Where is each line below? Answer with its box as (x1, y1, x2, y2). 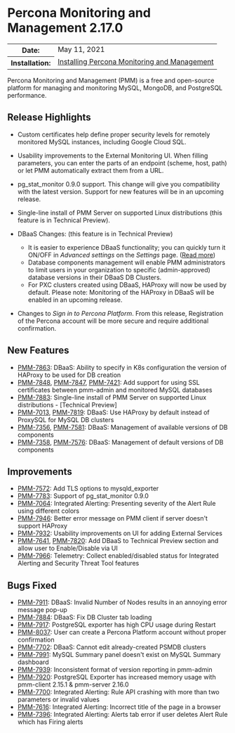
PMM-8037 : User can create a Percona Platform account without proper (17, 628, 227, 637)
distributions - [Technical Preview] (17, 400, 117, 409)
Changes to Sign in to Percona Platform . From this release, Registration (17, 309, 224, 317)
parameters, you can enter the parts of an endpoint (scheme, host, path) (17, 158, 227, 167)
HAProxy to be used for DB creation (17, 371, 121, 379)
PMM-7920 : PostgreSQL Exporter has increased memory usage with (17, 673, 216, 682)
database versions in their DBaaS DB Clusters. (27, 273, 162, 281)
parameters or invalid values (17, 695, 100, 704)
